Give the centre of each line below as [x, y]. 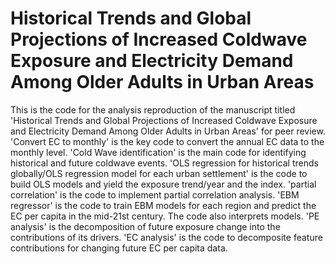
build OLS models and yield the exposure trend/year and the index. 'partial [163, 184]
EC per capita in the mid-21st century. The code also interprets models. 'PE [165, 216]
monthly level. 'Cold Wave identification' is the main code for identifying [158, 152]
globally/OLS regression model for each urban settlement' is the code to [159, 173]
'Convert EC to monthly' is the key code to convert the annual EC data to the [167, 141]
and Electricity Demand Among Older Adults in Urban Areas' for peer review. [168, 131]
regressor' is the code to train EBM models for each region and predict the [163, 205]
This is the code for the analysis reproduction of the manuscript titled [153, 109]
